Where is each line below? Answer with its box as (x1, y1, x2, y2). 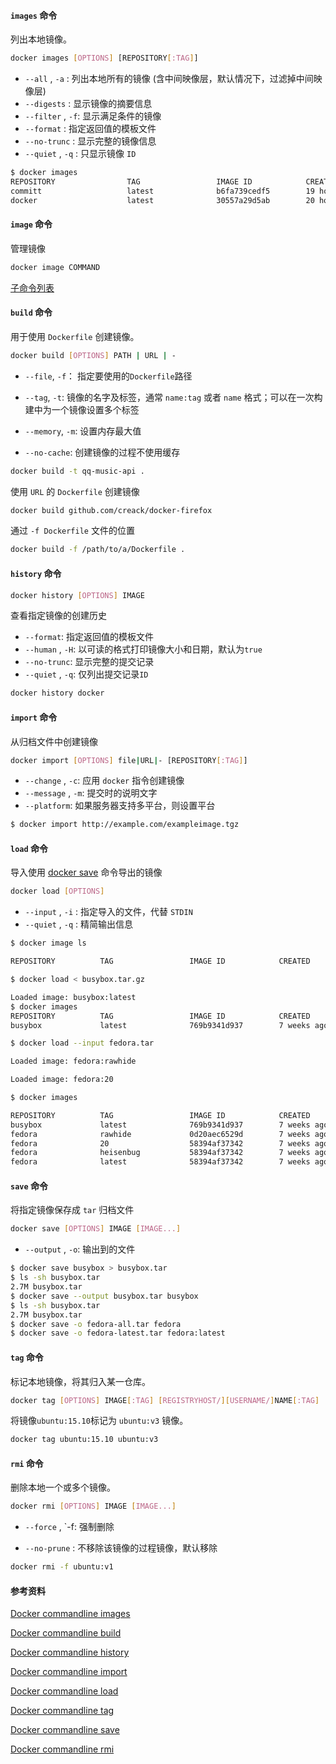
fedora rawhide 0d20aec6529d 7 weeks (10, 1129, 311, 1139)
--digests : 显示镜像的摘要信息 (24, 98, 153, 110)
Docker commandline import (10, 1666, 128, 1678)
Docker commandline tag (10, 1705, 115, 1717)
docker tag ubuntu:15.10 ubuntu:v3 (10, 1435, 159, 1445)
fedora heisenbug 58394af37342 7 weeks (10, 1148, 311, 1158)
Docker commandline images (10, 1608, 131, 1620)
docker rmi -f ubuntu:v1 (10, 1562, 114, 1572)
